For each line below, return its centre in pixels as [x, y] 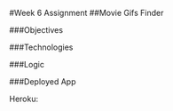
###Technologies [41, 47]
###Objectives [36, 30]
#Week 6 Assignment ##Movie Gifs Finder [86, 13]
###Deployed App [43, 82]
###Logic [27, 64]
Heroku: [24, 99]
